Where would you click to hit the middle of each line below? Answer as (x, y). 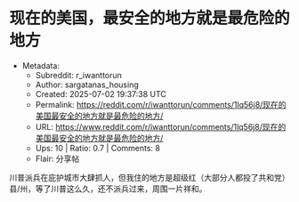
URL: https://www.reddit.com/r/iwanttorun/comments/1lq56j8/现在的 (161, 126)
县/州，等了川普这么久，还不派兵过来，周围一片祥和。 (108, 189)
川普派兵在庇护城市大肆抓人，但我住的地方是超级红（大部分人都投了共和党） (149, 177)
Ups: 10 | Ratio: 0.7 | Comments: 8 (97, 148)
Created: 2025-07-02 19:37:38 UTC (101, 93)
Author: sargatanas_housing (87, 85)
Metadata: (41, 65)
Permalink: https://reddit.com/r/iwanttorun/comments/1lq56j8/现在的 (161, 104)
